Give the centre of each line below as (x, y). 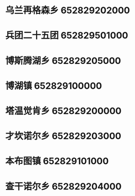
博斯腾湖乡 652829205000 (63, 61)
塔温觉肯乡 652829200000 (63, 111)
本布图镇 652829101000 (57, 161)
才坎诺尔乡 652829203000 (63, 136)
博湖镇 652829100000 (54, 86)
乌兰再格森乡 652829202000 (68, 10)
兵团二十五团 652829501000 (67, 36)
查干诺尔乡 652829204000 (63, 186)
